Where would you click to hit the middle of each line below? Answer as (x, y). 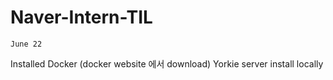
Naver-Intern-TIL (81, 17)
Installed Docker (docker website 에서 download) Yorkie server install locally (167, 63)
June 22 (26, 44)
